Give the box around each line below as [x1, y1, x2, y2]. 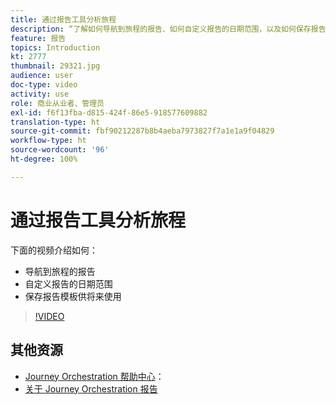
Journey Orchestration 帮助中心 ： [24, 370, 165, 382]
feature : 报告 [10, 33, 67, 43]
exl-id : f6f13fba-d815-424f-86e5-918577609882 [10, 107, 208, 118]
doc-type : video [10, 80, 78, 90]
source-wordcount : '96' [10, 145, 110, 155]
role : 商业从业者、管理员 [10, 98, 105, 108]
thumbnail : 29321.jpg [10, 61, 101, 71]
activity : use [10, 89, 70, 99]
